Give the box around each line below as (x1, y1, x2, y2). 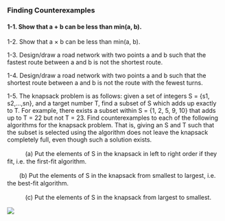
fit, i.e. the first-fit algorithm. (7, 157, 87, 166)
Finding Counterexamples (7, 5, 95, 15)
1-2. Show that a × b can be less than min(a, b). (7, 38, 141, 46)
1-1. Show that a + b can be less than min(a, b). (7, 23, 142, 31)
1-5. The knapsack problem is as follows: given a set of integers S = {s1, (7, 92, 210, 101)
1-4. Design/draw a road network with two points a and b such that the (7, 71, 206, 80)
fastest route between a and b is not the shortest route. (7, 58, 163, 66)
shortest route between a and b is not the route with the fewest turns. (7, 79, 204, 87)
